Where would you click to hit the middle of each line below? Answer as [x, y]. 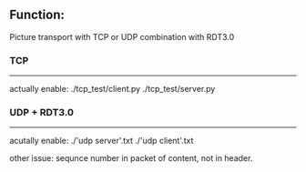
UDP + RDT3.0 [42, 113]
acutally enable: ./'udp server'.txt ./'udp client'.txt [102, 141]
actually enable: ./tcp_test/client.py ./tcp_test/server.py [112, 89]
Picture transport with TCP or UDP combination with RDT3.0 [122, 36]
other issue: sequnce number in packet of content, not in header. [131, 158]
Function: [37, 15]
